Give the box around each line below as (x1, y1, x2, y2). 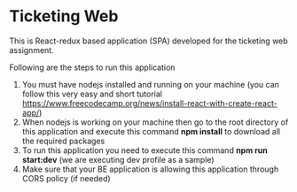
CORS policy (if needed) (21, 173, 111, 183)
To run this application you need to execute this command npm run (21, 144, 268, 156)
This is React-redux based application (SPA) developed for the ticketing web (9, 35, 288, 46)
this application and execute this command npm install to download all (21, 126, 281, 136)
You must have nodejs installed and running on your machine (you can (21, 79, 279, 89)
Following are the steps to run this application (9, 62, 176, 73)
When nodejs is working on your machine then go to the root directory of (21, 117, 289, 127)
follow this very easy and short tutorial (21, 88, 162, 99)
